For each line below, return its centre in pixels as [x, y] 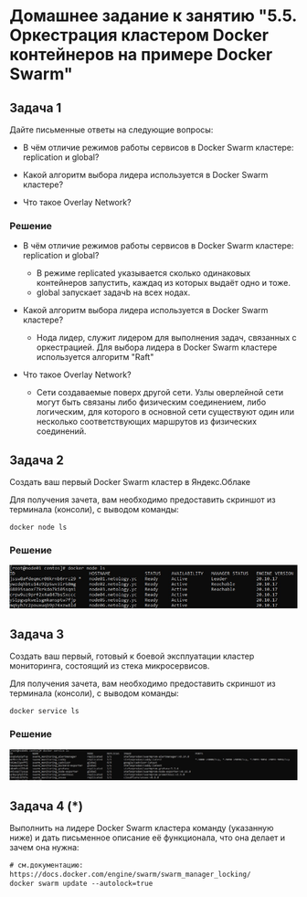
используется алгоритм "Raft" [95, 357]
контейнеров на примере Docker [141, 55]
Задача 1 [36, 107]
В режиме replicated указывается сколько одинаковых [143, 273]
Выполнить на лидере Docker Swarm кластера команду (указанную [142, 828]
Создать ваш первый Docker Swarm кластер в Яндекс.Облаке [130, 482]
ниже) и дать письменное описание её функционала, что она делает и [148, 838]
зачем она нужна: [44, 848]
